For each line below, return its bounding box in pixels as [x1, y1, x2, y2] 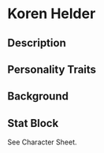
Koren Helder [7, 5, 96, 23]
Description [7, 36, 66, 50]
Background [7, 90, 69, 103]
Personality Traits [7, 62, 96, 76]
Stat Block [7, 116, 59, 130]
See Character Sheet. [7, 137, 77, 147]
